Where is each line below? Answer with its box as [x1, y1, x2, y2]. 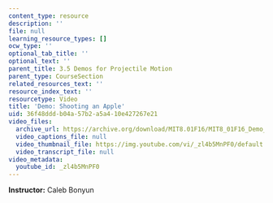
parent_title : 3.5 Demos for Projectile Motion [8, 65, 173, 73]
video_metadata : [8, 155, 63, 163]
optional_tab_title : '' [8, 50, 89, 58]
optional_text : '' [8, 58, 71, 66]
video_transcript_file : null [15, 148, 115, 156]
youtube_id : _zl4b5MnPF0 [15, 163, 100, 171]
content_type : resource [8, 11, 89, 20]
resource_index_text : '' [8, 87, 93, 96]
